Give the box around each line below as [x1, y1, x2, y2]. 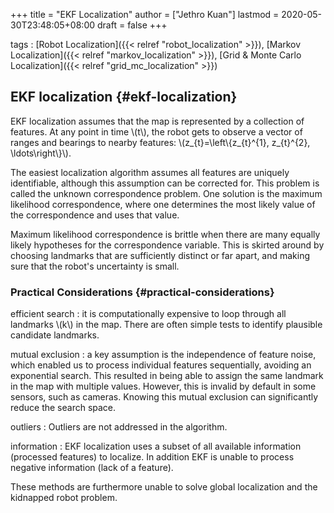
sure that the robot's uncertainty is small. [10, 260, 180, 272]
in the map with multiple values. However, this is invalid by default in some [10, 380, 317, 393]
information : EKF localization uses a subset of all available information [10, 440, 302, 453]
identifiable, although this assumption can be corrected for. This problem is [10, 177, 320, 189]
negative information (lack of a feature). [10, 462, 174, 474]
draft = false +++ [97, 19, 168, 31]
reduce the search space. [10, 402, 117, 414]
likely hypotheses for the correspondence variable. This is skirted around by [10, 239, 325, 251]
